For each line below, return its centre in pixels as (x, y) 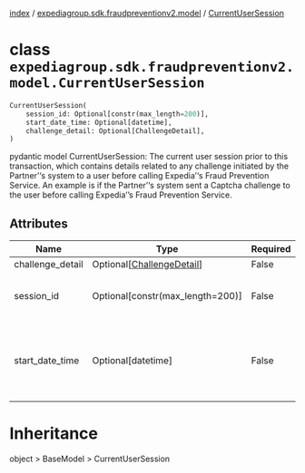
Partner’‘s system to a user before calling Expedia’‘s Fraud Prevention (139, 176)
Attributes (39, 223)
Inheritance (54, 434)
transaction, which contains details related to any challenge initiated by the (149, 166)
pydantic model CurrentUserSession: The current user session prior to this (149, 157)
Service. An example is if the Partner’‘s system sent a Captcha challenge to (150, 186)
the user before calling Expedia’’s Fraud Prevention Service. (121, 195)
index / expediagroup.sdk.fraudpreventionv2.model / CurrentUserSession (147, 13)
